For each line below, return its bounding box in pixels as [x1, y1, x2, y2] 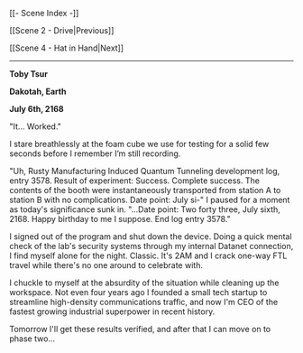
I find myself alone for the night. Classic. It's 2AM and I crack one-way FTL [9, 250, 288, 261]
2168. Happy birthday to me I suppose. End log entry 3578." [9, 214, 232, 224]
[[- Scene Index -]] [9, 8, 79, 18]
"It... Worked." [9, 121, 61, 132]
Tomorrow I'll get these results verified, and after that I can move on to [9, 324, 271, 334]
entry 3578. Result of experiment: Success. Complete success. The [9, 175, 260, 186]
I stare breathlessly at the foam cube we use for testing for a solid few [9, 139, 270, 149]
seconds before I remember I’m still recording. [9, 148, 181, 159]
